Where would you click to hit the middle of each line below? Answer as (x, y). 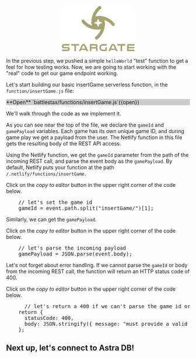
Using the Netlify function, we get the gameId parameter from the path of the (97, 155)
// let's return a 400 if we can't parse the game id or (107, 306)
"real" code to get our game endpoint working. (62, 73)
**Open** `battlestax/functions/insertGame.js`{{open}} (73, 102)
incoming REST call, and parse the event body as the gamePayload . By (89, 161)
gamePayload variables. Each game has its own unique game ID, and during (95, 131)
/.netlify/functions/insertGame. (47, 174)
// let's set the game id (55, 202)
